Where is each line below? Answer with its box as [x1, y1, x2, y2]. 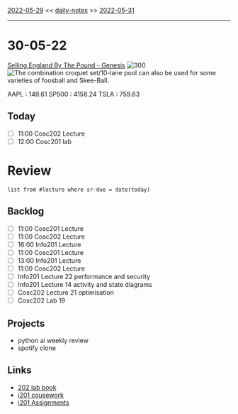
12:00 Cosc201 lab [17, 137, 72, 146]
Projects [7, 317, 45, 329]
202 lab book [17, 383, 57, 391]
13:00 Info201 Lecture [17, 256, 81, 265]
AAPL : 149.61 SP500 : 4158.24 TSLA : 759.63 [7, 89, 140, 98]
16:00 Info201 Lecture [17, 240, 81, 249]
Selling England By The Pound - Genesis [7, 60, 125, 70]
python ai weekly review [17, 337, 89, 345]
